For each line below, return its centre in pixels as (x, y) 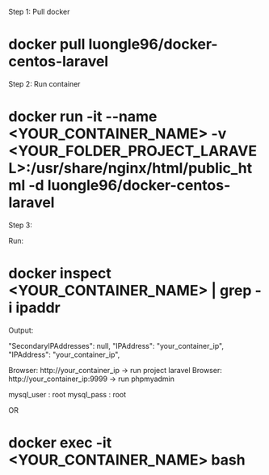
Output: (21, 330)
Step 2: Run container (44, 83)
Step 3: (20, 225)
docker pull (47, 45)
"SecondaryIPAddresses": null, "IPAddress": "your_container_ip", (116, 346)
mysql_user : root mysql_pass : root (67, 394)
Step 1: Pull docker (39, 12)
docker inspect (60, 274)
